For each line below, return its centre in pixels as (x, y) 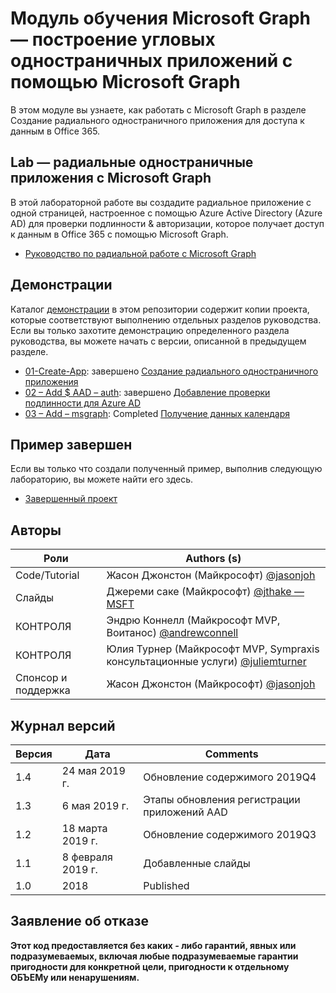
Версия (34, 754)
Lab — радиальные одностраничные (132, 162)
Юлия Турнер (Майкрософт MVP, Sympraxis (213, 649)
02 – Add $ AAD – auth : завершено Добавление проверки (147, 392)
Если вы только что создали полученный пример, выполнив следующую (166, 469)
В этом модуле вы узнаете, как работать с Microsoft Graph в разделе (158, 109)
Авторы (36, 530)
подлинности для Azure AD (83, 403)
